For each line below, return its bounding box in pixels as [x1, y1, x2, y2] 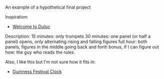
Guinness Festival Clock [12, 68, 62, 74]
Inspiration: [5, 14, 28, 19]
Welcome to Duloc [12, 23, 51, 29]
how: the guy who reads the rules [5, 49, 74, 55]
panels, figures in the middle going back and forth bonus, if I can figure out [5, 44, 160, 49]
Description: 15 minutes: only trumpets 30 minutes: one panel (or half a [5, 33, 151, 39]
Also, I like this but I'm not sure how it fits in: [5, 59, 96, 64]
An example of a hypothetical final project [5, 4, 91, 10]
